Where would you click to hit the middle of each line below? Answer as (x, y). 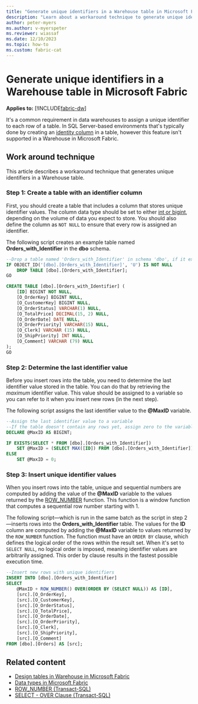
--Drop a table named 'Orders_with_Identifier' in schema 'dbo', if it (96, 259)
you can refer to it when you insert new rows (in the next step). (82, 399)
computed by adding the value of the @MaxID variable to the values (89, 494)
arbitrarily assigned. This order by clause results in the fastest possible (92, 555)
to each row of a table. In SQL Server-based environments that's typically (95, 126)
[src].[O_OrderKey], (42, 594)
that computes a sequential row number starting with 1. (73, 506)
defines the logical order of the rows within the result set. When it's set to (95, 543)
